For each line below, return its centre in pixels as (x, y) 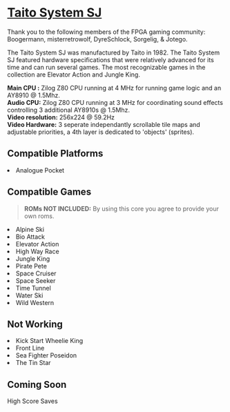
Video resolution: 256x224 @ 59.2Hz (61, 117)
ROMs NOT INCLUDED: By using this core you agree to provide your (121, 208)
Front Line (30, 348)
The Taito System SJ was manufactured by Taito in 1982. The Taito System (113, 52)
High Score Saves (32, 401)
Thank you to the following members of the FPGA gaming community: (106, 32)
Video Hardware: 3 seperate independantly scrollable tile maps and (104, 124)
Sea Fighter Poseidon (47, 355)
